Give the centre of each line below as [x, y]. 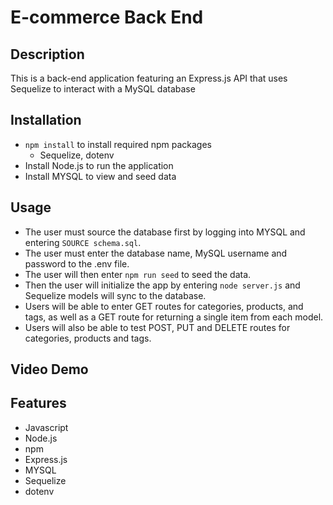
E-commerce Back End [107, 17]
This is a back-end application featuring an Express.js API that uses [149, 78]
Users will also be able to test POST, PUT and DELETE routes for [157, 327]
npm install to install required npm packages [118, 144]
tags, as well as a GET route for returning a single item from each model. [174, 317]
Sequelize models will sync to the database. [115, 295]
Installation [46, 120]
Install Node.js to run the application [99, 165]
